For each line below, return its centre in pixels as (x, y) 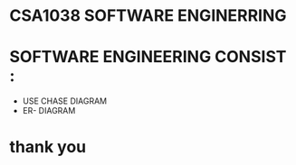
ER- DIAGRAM (49, 111)
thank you (48, 147)
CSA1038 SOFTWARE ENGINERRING (148, 16)
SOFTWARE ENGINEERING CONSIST (148, 57)
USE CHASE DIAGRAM (64, 101)
